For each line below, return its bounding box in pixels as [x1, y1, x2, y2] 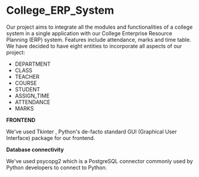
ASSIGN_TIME [14, 92, 50, 99]
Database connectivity [6, 146, 64, 153]
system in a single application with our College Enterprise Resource [6, 29, 172, 36]
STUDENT [14, 86, 41, 93]
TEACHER [14, 73, 40, 80]
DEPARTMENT [14, 60, 51, 68]
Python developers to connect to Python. [6, 164, 108, 171]
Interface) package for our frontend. [6, 134, 96, 141]
